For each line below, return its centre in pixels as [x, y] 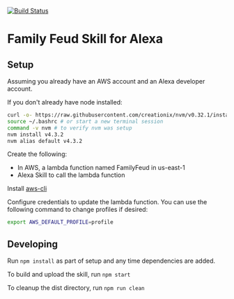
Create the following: [37, 154]
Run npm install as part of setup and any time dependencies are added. [111, 261]
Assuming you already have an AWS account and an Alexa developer [106, 81]
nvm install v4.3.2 [36, 135]
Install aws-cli [27, 189]
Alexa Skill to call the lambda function [71, 175]
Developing [32, 244]
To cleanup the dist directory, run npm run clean [76, 288]
